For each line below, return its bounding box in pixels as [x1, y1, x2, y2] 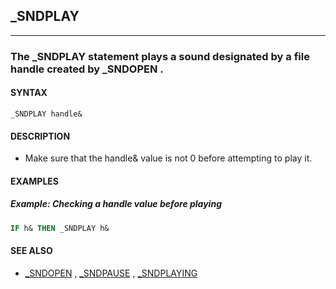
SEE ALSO [10, 245, 53, 257]
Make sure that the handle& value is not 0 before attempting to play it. [24, 152, 313, 164]
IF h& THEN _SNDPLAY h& [10, 223, 110, 233]
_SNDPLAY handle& [10, 109, 83, 119]
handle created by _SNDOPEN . [10, 62, 164, 76]
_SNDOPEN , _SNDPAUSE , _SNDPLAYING [24, 267, 198, 279]
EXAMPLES [10, 175, 59, 187]
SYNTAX [10, 87, 48, 99]
